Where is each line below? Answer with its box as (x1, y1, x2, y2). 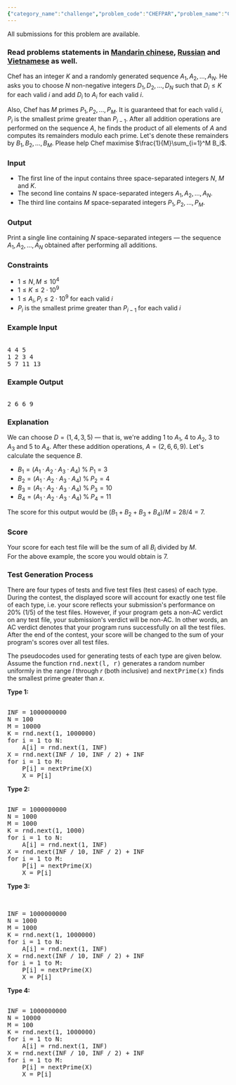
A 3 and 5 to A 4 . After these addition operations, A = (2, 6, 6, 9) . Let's (7, 443, 204, 452)
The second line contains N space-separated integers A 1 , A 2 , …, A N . (17, 189, 213, 199)
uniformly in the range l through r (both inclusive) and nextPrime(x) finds (7, 666, 224, 675)
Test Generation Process (7, 570, 93, 580)
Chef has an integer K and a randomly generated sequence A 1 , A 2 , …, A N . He (7, 72, 228, 82)
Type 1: (7, 687, 29, 697)
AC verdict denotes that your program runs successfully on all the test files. (7, 623, 226, 632)
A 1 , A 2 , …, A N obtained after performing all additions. (7, 241, 158, 250)
